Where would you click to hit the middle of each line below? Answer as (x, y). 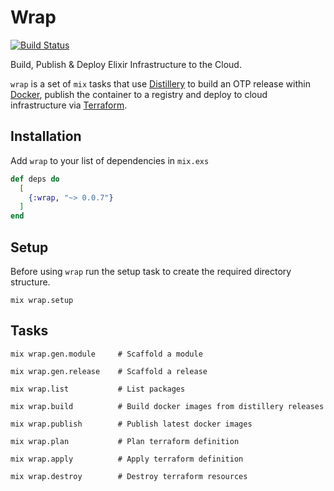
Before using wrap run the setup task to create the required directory (151, 271)
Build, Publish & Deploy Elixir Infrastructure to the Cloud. (126, 64)
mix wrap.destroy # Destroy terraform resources (129, 476)
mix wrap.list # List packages (98, 389)
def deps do (35, 179)
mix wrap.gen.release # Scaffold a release (109, 371)
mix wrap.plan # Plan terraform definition (125, 441)
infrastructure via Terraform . (69, 105)
